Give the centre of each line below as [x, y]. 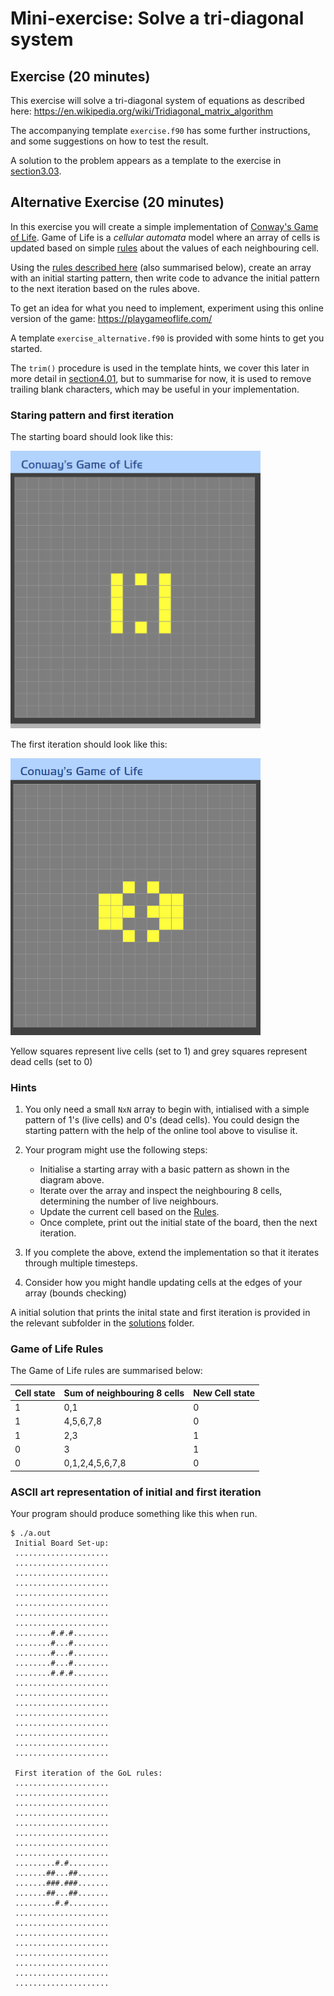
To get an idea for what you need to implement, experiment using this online [167, 308]
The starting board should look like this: [92, 437]
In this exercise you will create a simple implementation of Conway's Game [164, 226]
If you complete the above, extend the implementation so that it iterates [172, 1253]
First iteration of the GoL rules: [88, 1773]
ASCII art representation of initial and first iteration [136, 1492]
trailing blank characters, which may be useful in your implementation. [155, 389]
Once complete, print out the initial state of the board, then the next [178, 1223]
